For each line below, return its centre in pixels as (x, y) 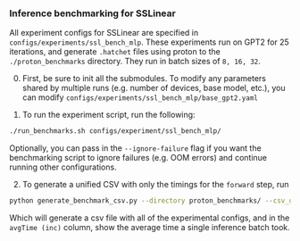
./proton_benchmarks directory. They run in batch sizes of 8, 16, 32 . (135, 62)
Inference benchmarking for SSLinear (92, 13)
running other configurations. (63, 167)
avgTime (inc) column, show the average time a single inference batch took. (150, 228)
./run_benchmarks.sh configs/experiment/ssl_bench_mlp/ (115, 131)
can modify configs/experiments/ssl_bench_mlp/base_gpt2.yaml (140, 97)
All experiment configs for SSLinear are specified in (104, 33)
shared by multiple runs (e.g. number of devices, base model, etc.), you (154, 88)
